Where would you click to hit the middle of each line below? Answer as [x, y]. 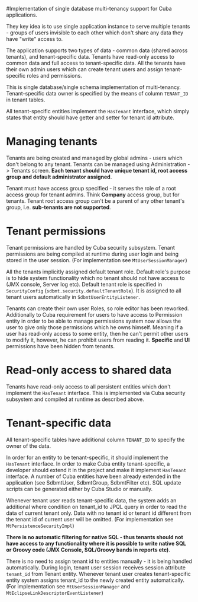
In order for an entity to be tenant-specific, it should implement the [87, 457]
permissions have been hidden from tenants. [61, 346]
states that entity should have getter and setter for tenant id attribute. [90, 117]
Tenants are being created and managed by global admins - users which [94, 158]
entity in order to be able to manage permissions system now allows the [94, 321]
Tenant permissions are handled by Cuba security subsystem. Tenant [91, 247]
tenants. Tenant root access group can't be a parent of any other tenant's [95, 200]
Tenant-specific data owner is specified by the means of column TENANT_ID [97, 93]
